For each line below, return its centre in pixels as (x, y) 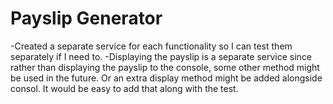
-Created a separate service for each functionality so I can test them (151, 46)
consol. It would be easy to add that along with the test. (124, 88)
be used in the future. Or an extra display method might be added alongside (166, 78)
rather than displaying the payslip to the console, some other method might (165, 67)
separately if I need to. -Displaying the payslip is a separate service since (161, 56)
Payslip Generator (86, 18)
